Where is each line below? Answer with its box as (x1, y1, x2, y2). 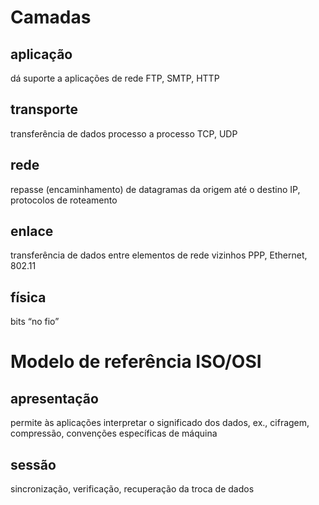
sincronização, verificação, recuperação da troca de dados (10, 483, 255, 495)
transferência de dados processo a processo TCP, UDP (10, 127, 238, 140)
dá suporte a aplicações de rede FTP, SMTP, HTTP (10, 72, 220, 84)
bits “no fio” (10, 316, 60, 328)
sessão (10, 456, 57, 473)
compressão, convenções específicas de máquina (10, 427, 218, 440)
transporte (10, 101, 79, 118)
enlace (10, 223, 54, 240)
